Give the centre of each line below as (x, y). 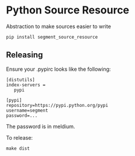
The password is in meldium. (41, 126)
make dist (18, 148)
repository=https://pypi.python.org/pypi (57, 105)
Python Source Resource (68, 10)
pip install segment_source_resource (52, 37)
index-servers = (26, 85)
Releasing (25, 55)
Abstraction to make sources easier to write (58, 26)
